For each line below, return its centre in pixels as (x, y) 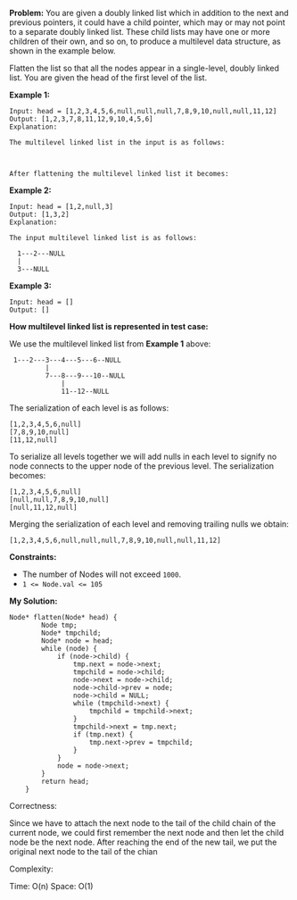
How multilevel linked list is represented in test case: (109, 326)
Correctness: (33, 806)
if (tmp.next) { (103, 735)
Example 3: (30, 286)
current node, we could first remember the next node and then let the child (146, 833)
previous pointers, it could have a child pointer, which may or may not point (147, 22)
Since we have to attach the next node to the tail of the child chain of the (143, 823)
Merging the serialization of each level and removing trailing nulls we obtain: (149, 524)
